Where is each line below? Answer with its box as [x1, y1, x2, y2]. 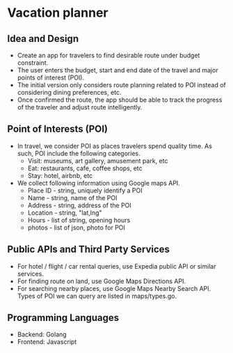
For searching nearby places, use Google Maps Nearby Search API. [17, 284, 211, 292]
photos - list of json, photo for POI [27, 223, 125, 232]
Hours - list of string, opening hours [27, 216, 131, 224]
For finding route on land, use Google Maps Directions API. [17, 277, 186, 285]
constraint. [17, 59, 49, 67]
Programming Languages [7, 312, 120, 324]
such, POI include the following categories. [17, 149, 140, 158]
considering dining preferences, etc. [17, 89, 122, 96]
